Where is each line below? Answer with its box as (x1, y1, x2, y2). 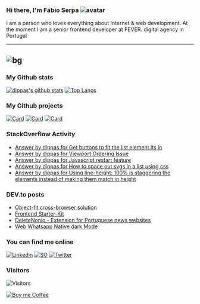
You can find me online (6, 238, 74, 246)
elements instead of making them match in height (14, 175, 136, 182)
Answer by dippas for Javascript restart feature (14, 156, 132, 164)
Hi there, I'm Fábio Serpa (6, 6, 79, 14)
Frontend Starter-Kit (14, 210, 64, 217)
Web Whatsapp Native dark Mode (14, 223, 98, 230)
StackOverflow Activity (6, 130, 76, 139)
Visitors (6, 266, 30, 275)
